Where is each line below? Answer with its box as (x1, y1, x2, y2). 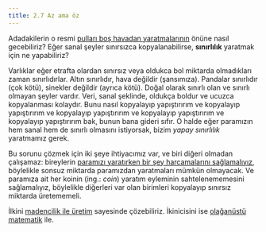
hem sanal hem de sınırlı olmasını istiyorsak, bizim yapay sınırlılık (8, 125, 220, 134)
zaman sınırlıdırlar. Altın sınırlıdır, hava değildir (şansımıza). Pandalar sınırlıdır (8, 74, 258, 83)
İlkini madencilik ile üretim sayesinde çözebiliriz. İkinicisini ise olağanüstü (8, 206, 246, 215)
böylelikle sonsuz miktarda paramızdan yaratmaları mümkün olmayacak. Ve (8, 165, 254, 175)
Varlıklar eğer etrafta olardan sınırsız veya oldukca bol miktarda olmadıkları (8, 65, 253, 75)
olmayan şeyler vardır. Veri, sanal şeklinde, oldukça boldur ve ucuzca (8, 91, 234, 100)
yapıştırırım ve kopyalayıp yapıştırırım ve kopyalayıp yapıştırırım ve (8, 108, 225, 118)
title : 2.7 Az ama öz (8, 11, 80, 20)
